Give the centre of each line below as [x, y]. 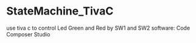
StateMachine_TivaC [60, 11]
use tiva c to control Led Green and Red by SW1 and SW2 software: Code [98, 28]
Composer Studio [28, 34]
